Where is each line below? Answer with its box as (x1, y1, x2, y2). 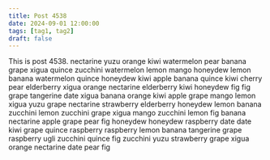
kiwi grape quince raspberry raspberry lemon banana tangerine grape (8, 125, 242, 135)
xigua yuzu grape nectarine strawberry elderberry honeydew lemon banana (8, 99, 262, 109)
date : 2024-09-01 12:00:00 (8, 19, 100, 27)
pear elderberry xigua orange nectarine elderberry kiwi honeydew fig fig (8, 82, 251, 92)
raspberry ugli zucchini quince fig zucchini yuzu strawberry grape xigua (8, 134, 250, 144)
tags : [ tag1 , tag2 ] (8, 27, 75, 35)
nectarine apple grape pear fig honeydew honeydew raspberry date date (8, 116, 252, 126)
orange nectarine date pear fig (8, 142, 111, 152)
